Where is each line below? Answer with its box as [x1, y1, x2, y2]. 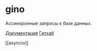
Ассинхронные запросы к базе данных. [5, 20, 92, 26]
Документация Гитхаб [5, 30, 54, 36]
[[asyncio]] [5, 39, 29, 46]
